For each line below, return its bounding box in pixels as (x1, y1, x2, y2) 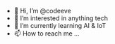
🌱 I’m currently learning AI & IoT (13, 22, 107, 29)
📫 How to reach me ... (13, 29, 80, 38)
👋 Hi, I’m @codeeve (13, 7, 72, 15)
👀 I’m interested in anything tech (13, 14, 108, 22)
